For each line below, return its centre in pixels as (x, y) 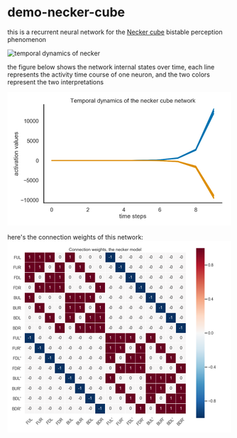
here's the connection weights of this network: (76, 237)
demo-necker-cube (66, 12)
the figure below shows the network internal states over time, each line (111, 67)
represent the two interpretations (56, 82)
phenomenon (27, 39)
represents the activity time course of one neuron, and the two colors (109, 74)
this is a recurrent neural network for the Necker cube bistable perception (115, 32)
